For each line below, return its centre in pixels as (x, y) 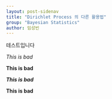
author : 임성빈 (23, 28)
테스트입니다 (21, 45)
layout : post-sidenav (33, 11)
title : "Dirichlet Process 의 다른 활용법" (56, 17)
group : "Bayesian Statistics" (43, 22)
